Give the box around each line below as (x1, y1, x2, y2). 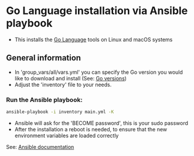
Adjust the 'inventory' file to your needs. (14, 81, 112, 88)
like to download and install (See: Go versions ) (14, 74, 127, 82)
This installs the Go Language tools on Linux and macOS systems (14, 36, 173, 43)
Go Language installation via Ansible (6, 4, 188, 18)
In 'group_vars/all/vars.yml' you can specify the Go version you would (14, 69, 183, 76)
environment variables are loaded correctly (14, 132, 119, 139)
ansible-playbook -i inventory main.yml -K (6, 109, 114, 115)
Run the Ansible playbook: (6, 96, 83, 104)
